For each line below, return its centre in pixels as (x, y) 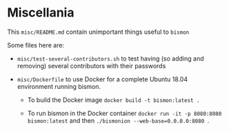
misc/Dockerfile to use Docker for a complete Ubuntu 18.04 (102, 79)
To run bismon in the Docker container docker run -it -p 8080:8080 (125, 113)
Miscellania (41, 13)
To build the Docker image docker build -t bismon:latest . (113, 100)
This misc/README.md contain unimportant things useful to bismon (98, 32)
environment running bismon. (59, 86)
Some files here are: (36, 45)
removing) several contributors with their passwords (91, 65)
